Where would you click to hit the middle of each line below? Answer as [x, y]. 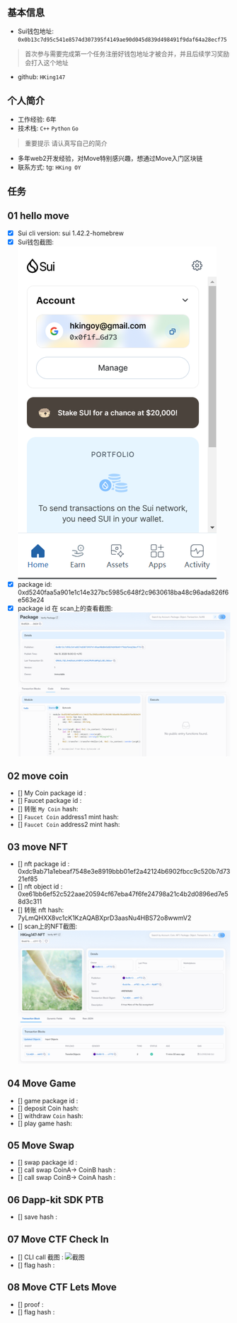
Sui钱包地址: [36, 31]
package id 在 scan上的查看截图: [65, 609]
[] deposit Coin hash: [48, 1108]
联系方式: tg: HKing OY [49, 167]
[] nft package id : [44, 864]
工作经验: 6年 [37, 119]
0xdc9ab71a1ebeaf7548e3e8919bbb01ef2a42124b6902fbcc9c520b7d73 [124, 872]
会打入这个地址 [46, 62]
